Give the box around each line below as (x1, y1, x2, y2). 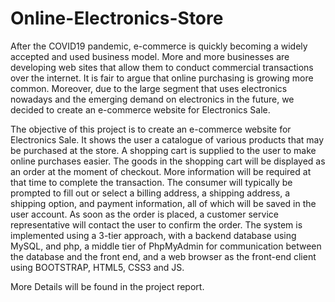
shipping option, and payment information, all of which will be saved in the (10, 197, 317, 209)
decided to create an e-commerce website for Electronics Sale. (10, 103, 271, 116)
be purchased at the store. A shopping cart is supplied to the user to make (10, 144, 317, 156)
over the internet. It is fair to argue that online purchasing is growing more (10, 72, 314, 84)
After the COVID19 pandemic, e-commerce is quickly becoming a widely (10, 40, 308, 52)
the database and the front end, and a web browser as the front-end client (10, 250, 317, 262)
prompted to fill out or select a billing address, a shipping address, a (10, 187, 291, 199)
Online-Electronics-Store (10, 7, 224, 30)
